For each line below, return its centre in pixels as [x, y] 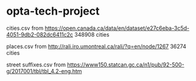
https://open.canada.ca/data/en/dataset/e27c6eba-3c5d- [117, 28]
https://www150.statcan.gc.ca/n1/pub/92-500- [125, 65]
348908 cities [92, 34]
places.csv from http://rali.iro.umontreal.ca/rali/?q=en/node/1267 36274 [96, 46]
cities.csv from [25, 28]
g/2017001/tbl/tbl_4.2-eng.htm [44, 71]
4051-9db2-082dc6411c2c [40, 34]
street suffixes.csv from [36, 65]
